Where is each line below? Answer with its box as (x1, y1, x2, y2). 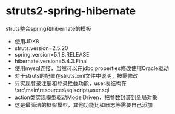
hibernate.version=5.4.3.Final (14, 57, 88, 65)
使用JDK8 (14, 37, 39, 45)
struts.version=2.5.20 (14, 44, 68, 52)
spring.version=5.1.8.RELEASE (14, 51, 90, 58)
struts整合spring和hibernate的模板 (5, 25, 91, 32)
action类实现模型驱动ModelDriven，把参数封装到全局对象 (14, 93, 158, 101)
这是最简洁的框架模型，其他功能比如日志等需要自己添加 (14, 101, 153, 108)
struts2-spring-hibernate (5, 4, 136, 18)
